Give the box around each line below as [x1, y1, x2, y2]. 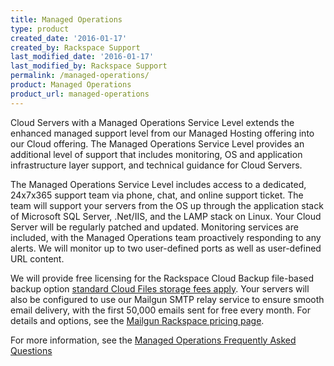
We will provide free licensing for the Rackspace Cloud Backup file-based [10, 272, 315, 284]
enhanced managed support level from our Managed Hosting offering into [10, 127, 315, 139]
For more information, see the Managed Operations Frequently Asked [10, 334, 297, 346]
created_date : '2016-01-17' [10, 33, 128, 43]
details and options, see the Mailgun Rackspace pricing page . [10, 314, 265, 326]
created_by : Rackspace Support [10, 42, 141, 53]
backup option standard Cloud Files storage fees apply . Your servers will [10, 282, 310, 295]
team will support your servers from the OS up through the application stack [10, 199, 324, 211]
